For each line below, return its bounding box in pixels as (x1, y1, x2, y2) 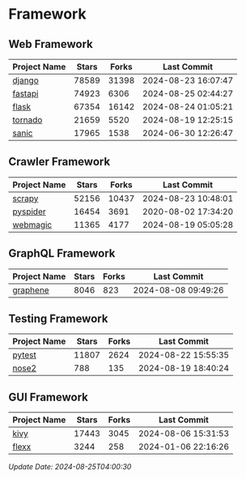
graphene (12, 284, 50, 296)
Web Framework (8, 37, 93, 51)
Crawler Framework (8, 155, 111, 169)
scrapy (12, 192, 39, 203)
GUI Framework (8, 390, 89, 404)
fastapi (12, 88, 39, 99)
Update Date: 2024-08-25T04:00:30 (8, 462, 132, 472)
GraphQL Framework (8, 246, 116, 260)
